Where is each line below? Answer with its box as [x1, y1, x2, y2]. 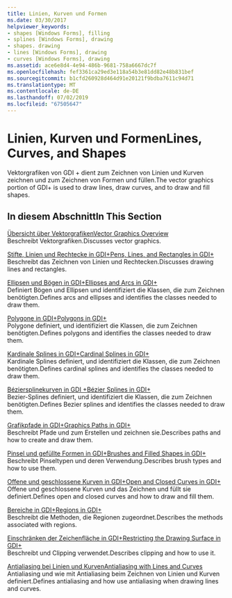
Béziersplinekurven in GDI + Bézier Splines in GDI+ [7, 385, 151, 394]
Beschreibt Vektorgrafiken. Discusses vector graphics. [7, 236, 162, 245]
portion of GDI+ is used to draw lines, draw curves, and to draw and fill [7, 183, 210, 191]
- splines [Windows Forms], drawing [7, 36, 113, 43]
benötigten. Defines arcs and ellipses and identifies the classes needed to [7, 293, 217, 301]
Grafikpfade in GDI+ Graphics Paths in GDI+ [7, 421, 131, 429]
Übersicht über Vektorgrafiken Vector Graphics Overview [7, 229, 169, 237]
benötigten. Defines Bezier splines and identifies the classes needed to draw [7, 400, 225, 408]
